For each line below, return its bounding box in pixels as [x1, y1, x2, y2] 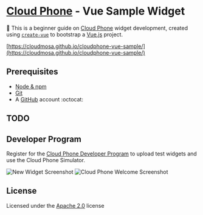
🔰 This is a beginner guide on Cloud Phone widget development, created [6, 24, 188, 32]
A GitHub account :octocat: [15, 95, 84, 103]
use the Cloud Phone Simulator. [6, 156, 85, 163]
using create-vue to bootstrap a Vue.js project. [6, 30, 123, 38]
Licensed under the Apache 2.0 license [6, 202, 105, 209]
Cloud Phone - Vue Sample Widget [6, 4, 185, 18]
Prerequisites [6, 67, 58, 77]
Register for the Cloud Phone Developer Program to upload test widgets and [6, 150, 198, 157]
